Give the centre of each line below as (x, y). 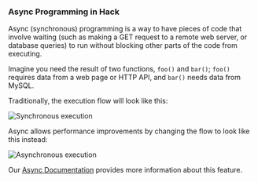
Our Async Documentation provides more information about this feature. (125, 170)
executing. (25, 54)
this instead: (28, 140)
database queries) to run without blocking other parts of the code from (123, 45)
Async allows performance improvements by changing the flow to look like (129, 131)
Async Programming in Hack (64, 12)
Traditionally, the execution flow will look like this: (88, 101)
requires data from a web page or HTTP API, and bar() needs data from (125, 78)
